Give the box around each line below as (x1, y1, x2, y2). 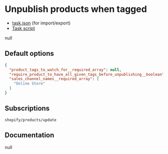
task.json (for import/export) (12, 20, 71, 26)
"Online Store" (14, 81, 46, 86)
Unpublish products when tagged (5, 3, 147, 15)
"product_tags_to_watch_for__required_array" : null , (9, 67, 122, 72)
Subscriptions (5, 104, 50, 113)
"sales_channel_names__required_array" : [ (9, 76, 99, 82)
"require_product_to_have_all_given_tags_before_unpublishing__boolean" (9, 72, 164, 77)
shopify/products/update (5, 117, 57, 123)
